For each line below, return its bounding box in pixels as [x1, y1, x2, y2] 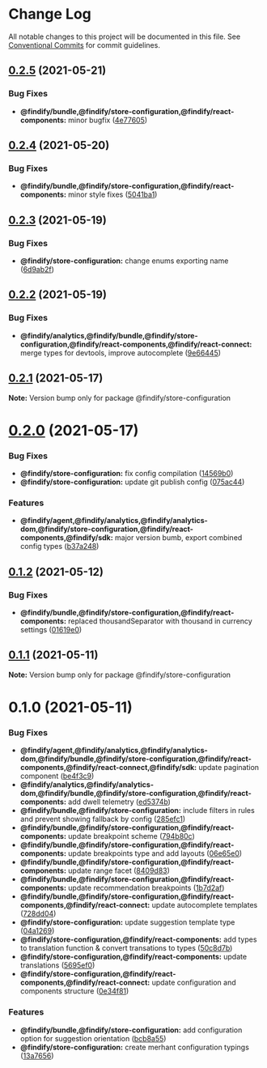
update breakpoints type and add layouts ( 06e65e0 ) [68, 849, 243, 858]
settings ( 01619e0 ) [19, 624, 83, 634]
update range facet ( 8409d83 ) [68, 866, 170, 875]
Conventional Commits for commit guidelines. [8, 40, 160, 49]
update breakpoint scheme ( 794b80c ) [68, 832, 196, 841]
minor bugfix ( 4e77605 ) [68, 115, 148, 125]
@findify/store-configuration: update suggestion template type [19, 917, 235, 927]
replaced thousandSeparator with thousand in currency [68, 616, 252, 626]
